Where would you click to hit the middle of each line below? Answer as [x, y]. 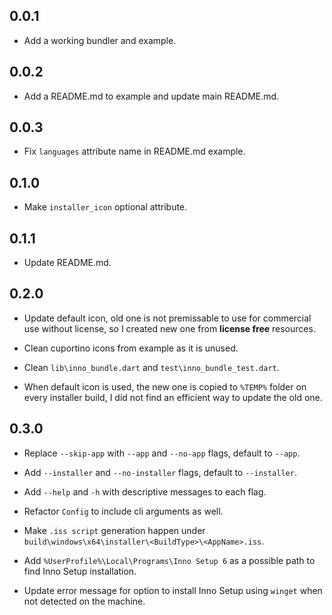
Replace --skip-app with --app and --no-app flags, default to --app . [162, 453]
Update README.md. [67, 263]
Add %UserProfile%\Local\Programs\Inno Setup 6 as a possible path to [169, 560]
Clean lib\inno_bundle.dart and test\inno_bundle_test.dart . [151, 367]
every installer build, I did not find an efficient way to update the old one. [173, 397]
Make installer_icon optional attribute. [105, 207]
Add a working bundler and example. [100, 40]
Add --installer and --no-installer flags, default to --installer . [160, 472]
